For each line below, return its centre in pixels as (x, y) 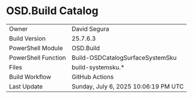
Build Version (27, 38)
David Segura (90, 29)
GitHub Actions (93, 77)
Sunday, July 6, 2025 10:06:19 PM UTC (128, 86)
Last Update (26, 86)
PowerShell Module (36, 48)
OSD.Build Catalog (52, 11)
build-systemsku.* (98, 67)
